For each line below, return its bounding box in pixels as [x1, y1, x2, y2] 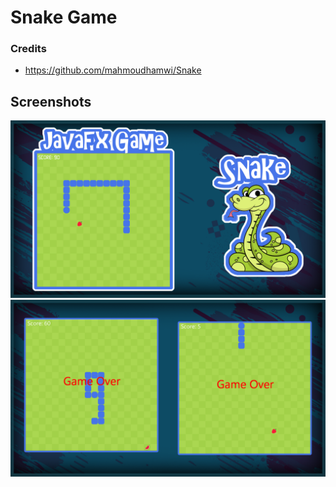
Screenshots [10, 93, 92, 110]
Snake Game [10, 6, 118, 29]
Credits [10, 42, 47, 56]
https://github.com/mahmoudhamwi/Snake [24, 64, 202, 76]
